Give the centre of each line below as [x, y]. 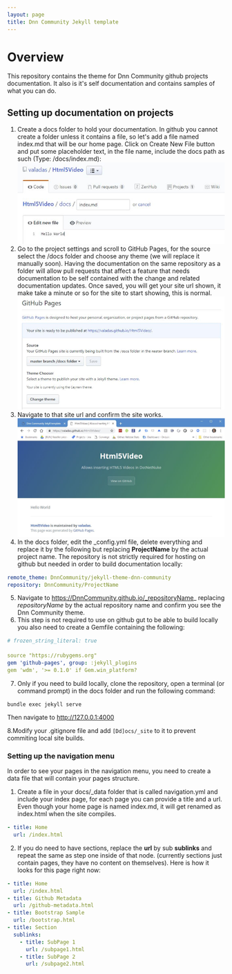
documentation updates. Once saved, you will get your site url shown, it [119, 285]
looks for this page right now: [59, 870]
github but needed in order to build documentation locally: [100, 564]
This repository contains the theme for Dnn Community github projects [108, 76]
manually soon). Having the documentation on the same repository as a [119, 263]
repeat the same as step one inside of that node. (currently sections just [119, 855]
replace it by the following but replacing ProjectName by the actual [113, 549]
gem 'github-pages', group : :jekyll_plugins [72, 663]
